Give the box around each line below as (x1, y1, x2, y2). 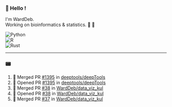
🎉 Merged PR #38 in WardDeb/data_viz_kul (12, 84, 103, 91)
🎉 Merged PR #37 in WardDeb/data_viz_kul (12, 96, 103, 102)
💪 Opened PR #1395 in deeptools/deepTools (12, 79, 106, 85)
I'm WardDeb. (5, 16, 34, 23)
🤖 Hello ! (5, 5, 27, 12)
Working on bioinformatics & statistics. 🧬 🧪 (5, 22, 95, 28)
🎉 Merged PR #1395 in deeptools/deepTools (12, 74, 106, 80)
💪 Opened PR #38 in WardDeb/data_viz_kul (12, 90, 104, 96)
